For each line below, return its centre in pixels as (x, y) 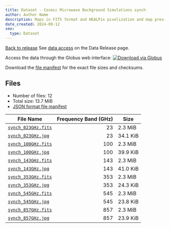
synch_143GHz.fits (30, 160)
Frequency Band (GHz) (85, 119)
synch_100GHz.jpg (29, 152)
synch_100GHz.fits (30, 144)
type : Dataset (25, 33)
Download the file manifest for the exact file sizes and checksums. (75, 67)
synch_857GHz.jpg (29, 218)
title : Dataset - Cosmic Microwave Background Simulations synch (75, 10)
